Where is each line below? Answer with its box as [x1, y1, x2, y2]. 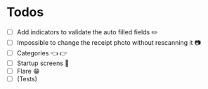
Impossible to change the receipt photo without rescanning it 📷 [16, 38, 202, 46]
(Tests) [16, 75, 38, 83]
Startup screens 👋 [16, 59, 70, 67]
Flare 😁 [16, 67, 40, 75]
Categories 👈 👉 [16, 48, 67, 57]
